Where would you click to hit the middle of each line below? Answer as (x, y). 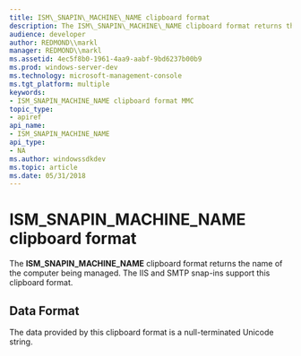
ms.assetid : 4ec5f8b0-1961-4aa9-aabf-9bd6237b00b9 (106, 59)
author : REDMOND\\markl (54, 42)
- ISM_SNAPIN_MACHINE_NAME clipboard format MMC (102, 101)
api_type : (28, 142)
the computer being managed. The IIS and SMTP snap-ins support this (140, 273)
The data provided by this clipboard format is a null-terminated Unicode (142, 332)
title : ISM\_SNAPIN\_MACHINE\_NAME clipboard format (110, 17)
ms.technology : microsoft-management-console (95, 76)
